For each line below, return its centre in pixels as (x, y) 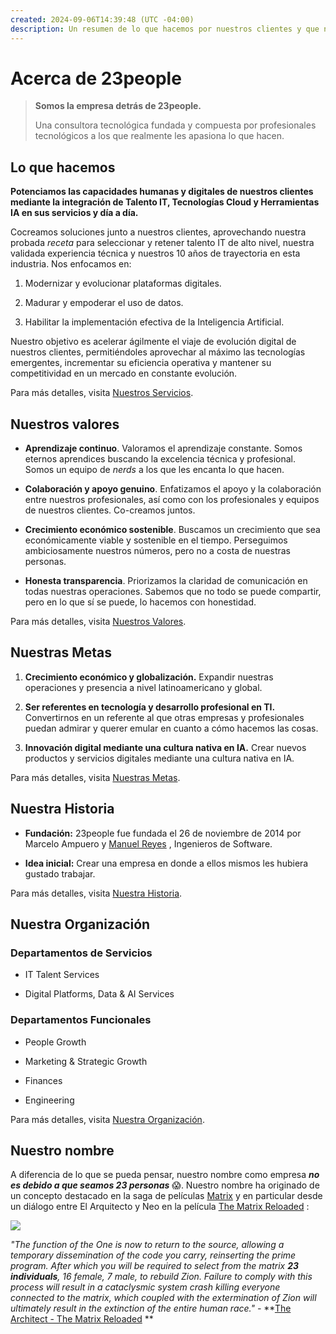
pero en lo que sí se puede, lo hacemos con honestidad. (140, 602)
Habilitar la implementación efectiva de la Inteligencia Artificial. (154, 322)
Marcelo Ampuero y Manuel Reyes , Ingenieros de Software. (148, 843)
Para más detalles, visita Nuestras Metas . (95, 777)
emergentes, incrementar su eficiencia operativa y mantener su (141, 363)
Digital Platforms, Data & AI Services (99, 994)
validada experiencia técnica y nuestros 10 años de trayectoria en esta (155, 253)
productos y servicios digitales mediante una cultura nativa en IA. (159, 758)
